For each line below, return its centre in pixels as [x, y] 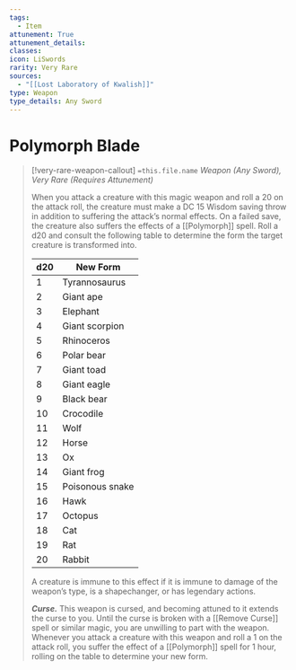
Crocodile [83, 414]
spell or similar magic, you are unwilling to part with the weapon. [150, 628]
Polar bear [84, 356]
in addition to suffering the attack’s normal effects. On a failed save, [156, 216]
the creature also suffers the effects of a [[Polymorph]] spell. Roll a [155, 226]
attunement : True [42, 34]
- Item [30, 26]
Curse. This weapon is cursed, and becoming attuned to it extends [155, 609]
